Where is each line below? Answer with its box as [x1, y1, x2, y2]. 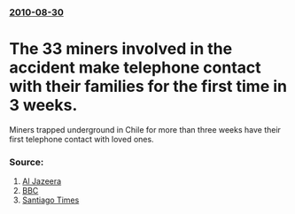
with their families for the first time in [9, 77, 288, 96]
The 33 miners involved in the [9, 39, 233, 59]
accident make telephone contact [9, 57, 261, 78]
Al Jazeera [21, 176, 62, 187]
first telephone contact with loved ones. [9, 134, 154, 144]
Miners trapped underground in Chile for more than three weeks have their [9, 124, 282, 134]
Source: [9, 156, 44, 168]
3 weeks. [9, 96, 78, 116]
